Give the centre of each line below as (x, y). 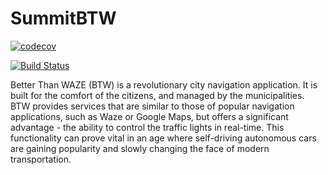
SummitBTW (63, 18)
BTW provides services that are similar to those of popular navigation (152, 106)
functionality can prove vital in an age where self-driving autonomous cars (163, 138)
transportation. (41, 159)
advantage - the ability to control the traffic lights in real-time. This (147, 127)
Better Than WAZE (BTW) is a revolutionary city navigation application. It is (164, 84)
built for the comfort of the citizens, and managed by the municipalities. (157, 95)
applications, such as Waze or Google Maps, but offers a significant (149, 116)
